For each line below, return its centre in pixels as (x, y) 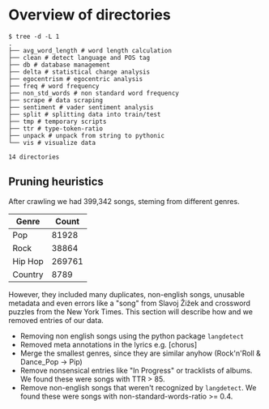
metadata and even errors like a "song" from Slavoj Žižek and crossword (130, 303)
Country (28, 275)
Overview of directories (90, 15)
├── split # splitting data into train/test (85, 114)
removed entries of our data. (56, 320)
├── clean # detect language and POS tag (79, 58)
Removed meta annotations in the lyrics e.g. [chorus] (108, 344)
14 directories (34, 157)
